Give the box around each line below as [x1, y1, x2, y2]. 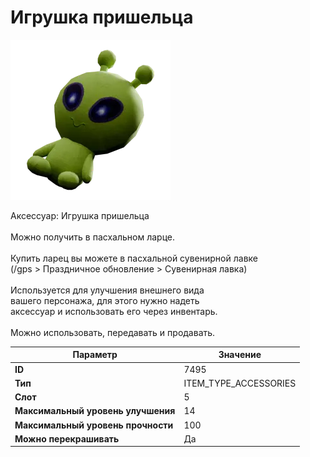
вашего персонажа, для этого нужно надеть [10, 294, 200, 306]
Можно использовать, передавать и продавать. [10, 326, 216, 338]
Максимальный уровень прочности [14, 419, 174, 431]
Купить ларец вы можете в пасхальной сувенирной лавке [10, 252, 258, 264]
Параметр [72, 349, 118, 361]
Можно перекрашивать [14, 432, 120, 445]
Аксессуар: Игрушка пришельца [10, 209, 150, 221]
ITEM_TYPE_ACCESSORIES [183, 377, 297, 389]
